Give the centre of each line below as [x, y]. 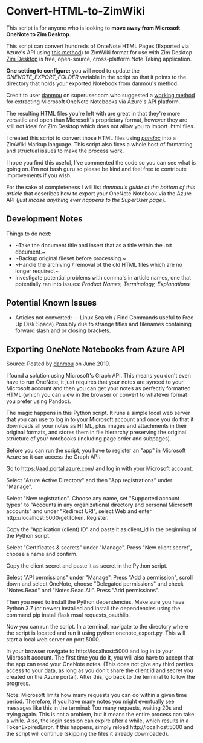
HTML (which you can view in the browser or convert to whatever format [97, 395]
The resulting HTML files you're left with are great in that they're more [93, 113]
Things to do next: [29, 234]
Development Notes [44, 219]
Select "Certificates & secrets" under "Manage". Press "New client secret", [99, 548]
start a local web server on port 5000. [53, 640]
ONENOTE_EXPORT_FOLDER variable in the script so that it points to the [96, 77]
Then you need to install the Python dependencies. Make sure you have [95, 602]
